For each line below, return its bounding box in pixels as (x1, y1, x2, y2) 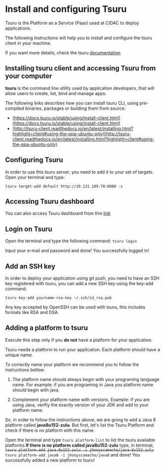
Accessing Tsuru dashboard (5, 197, 94, 206)
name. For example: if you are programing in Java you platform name (12, 382, 154, 388)
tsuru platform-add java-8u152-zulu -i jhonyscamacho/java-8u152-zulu (5, 447, 154, 453)
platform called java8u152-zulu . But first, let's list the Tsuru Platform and (5, 422, 154, 428)
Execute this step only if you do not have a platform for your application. (5, 337, 153, 343)
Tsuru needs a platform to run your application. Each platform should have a (5, 346, 160, 352)
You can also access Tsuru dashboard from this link (5, 210, 110, 217)
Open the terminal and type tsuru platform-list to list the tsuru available (5, 437, 155, 443)
